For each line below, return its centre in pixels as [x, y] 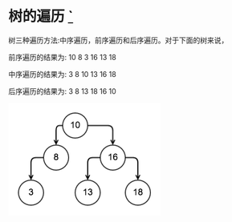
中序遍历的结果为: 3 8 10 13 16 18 [62, 74]
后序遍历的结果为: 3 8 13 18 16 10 [62, 91]
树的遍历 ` [41, 16]
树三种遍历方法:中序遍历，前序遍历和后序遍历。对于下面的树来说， [118, 40]
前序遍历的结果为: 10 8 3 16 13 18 [62, 57]
